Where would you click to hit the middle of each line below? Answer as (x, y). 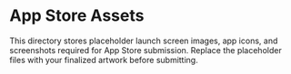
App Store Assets (77, 16)
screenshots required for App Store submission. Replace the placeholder (145, 50)
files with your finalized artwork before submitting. (104, 60)
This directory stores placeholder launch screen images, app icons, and (144, 41)
